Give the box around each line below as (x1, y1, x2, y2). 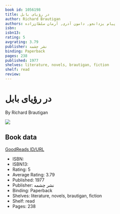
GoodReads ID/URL (5, 146, 44, 152)
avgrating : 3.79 (5, 40, 39, 45)
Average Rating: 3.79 (12, 171, 55, 177)
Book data (5, 133, 37, 142)
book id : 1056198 (5, 7, 41, 12)
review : (5, 72, 21, 77)
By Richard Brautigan (5, 109, 48, 115)
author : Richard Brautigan (5, 16, 61, 21)
